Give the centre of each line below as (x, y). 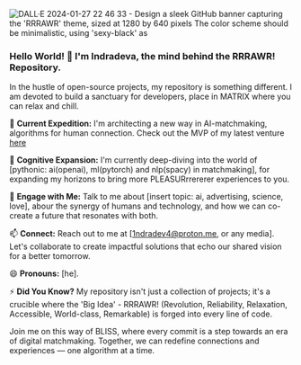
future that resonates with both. (100, 216)
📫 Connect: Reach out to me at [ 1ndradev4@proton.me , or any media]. (142, 234)
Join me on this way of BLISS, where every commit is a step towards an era (149, 332)
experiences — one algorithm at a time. (82, 351)
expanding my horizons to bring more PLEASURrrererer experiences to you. (150, 179)
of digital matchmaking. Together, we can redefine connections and (134, 341)
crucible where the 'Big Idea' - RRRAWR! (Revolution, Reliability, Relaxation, (148, 305)
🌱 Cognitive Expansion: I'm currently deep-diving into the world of (133, 160)
